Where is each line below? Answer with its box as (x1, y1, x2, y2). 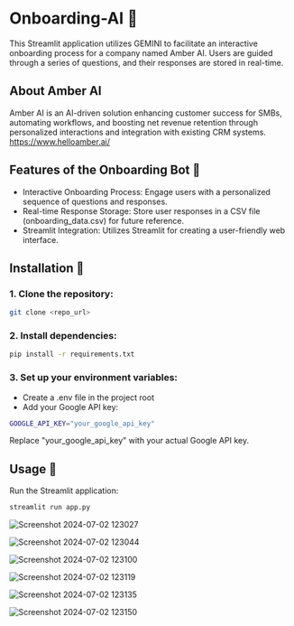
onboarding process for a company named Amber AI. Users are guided (9, 47, 273, 58)
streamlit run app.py (9, 503, 91, 512)
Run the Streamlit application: (9, 485, 119, 496)
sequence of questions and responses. (22, 196, 169, 207)
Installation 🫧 (9, 260, 85, 276)
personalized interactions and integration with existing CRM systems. (9, 126, 266, 137)
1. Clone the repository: (9, 287, 115, 300)
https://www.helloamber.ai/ (9, 135, 111, 147)
